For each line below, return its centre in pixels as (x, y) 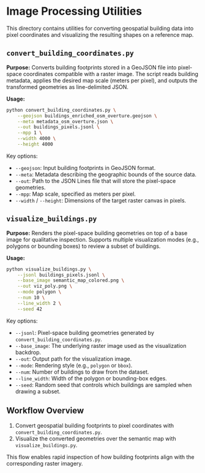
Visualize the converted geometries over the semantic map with (95, 438)
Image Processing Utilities (74, 11)
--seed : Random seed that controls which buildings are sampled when (103, 385)
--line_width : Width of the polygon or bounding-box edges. (91, 378)
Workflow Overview (45, 411)
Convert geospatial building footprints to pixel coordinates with (95, 425)
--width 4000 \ (37, 139)
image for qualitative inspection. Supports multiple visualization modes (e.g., (103, 239)
